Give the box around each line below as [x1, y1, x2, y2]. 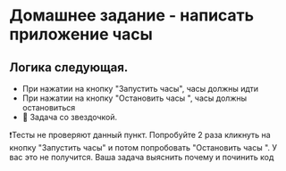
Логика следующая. [9, 60, 129, 75]
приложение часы [9, 24, 154, 45]
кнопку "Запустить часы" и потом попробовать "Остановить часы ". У [9, 142, 278, 152]
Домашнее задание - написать [9, 5, 255, 26]
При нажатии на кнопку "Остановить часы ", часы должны [21, 93, 248, 103]
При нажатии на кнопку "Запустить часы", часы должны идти [21, 84, 259, 94]
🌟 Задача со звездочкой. [21, 112, 118, 122]
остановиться [21, 102, 76, 112]
